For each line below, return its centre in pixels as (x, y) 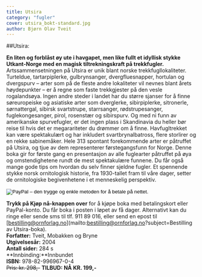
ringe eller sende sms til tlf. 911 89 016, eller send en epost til (82, 217)
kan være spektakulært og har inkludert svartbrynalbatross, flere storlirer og (101, 135)
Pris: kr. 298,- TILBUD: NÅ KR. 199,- (51, 268)
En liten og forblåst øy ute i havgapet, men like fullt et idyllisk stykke (93, 57)
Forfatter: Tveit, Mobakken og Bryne (52, 236)
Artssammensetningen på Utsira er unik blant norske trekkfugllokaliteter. (96, 71)
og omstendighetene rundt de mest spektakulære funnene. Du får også (95, 160)
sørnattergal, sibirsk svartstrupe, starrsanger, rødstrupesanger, (85, 109)
